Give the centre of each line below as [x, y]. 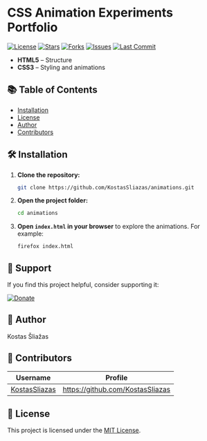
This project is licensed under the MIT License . [74, 431]
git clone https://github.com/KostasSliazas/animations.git [106, 187]
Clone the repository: [48, 175]
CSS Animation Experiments [90, 13]
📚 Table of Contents [53, 90]
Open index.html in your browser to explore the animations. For [109, 227]
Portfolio [33, 27]
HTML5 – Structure [45, 59]
